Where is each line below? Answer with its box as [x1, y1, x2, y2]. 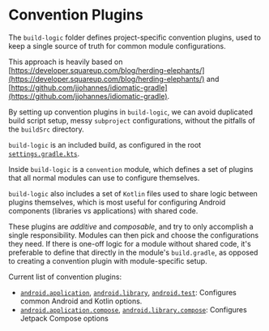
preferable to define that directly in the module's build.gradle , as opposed [8, 247, 258, 257]
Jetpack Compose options [19, 313, 109, 323]
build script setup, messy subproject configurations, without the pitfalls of [8, 115, 255, 125]
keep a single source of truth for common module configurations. [8, 41, 226, 50]
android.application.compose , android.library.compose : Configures [19, 304, 247, 314]
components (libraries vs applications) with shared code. [8, 205, 199, 216]
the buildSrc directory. [8, 124, 84, 134]
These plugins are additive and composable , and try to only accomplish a [8, 221, 254, 231]
